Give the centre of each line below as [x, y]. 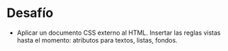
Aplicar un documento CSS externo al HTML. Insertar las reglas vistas [119, 33]
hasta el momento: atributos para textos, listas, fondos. [97, 40]
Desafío [30, 13]
